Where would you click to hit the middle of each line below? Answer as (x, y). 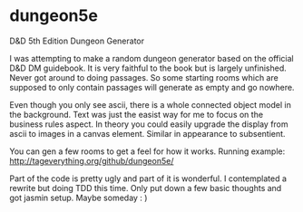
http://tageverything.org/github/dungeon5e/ (92, 160)
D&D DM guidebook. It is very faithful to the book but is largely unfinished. (148, 68)
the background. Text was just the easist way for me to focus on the (137, 114)
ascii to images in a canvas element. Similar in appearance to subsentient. (147, 133)
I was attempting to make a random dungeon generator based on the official (151, 58)
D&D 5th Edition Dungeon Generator (77, 41)
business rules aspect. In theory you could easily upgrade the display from (149, 124)
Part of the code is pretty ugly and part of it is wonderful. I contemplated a (148, 178)
